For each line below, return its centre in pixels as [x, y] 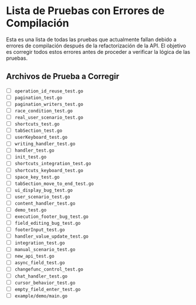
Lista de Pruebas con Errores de [85, 11]
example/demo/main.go [41, 296]
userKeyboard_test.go [41, 138]
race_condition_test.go [44, 111]
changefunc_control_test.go [49, 270]
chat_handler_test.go [41, 276]
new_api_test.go [34, 256]
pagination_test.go [38, 98]
